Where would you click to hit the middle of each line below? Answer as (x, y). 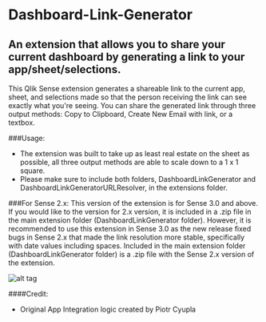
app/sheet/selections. (65, 69)
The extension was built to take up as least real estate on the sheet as (135, 153)
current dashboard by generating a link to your (127, 56)
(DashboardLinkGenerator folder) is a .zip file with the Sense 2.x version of (131, 254)
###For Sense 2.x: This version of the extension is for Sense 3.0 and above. (133, 203)
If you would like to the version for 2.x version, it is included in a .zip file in (130, 211)
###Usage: (27, 138)
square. (32, 171)
